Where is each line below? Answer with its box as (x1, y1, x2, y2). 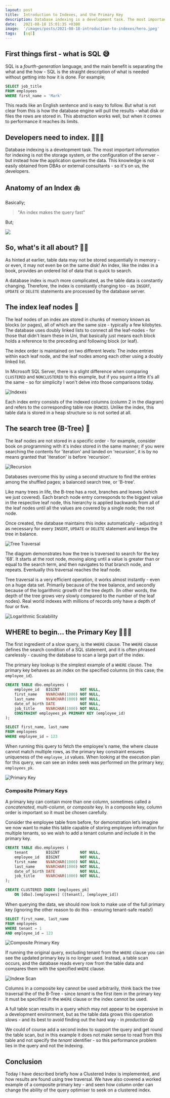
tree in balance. (5, 531, 38, 537)
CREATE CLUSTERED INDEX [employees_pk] (5, 888, 90, 893)
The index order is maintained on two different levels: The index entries (5, 348, 154, 354)
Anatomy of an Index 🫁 (5, 184, 80, 192)
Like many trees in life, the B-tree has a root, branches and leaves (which (5, 489, 158, 495)
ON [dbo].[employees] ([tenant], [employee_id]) (14, 892, 119, 897)
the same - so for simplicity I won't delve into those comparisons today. (5, 379, 154, 385)
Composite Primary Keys (5, 787, 68, 794)
